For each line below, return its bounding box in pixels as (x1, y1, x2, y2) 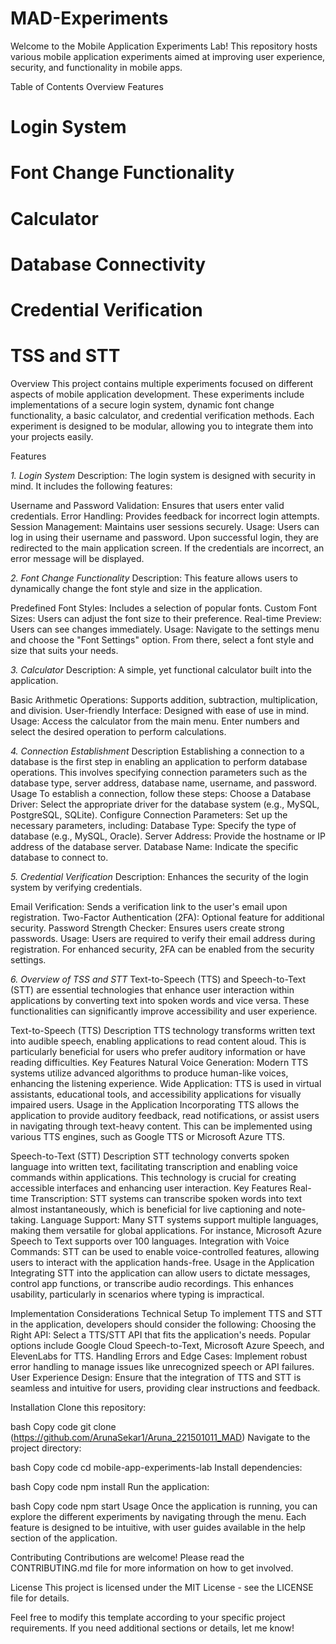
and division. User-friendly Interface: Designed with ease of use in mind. (10, 704, 310, 716)
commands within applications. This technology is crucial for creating (10, 1171, 297, 1183)
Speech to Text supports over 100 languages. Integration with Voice (10, 1235, 290, 1247)
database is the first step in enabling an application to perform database (10, 755, 308, 767)
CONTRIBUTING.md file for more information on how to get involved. (10, 1562, 294, 1574)
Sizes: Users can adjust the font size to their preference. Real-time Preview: (10, 612, 322, 624)
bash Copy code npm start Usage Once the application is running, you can (10, 1500, 318, 1512)
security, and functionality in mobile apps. (10, 61, 183, 73)
